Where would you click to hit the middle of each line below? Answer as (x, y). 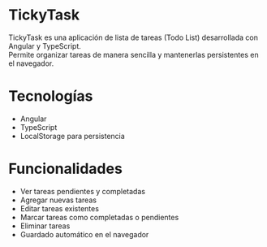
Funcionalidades (66, 169)
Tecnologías (51, 96)
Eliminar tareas (45, 226)
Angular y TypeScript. (45, 45)
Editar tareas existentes (60, 208)
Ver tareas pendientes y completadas (83, 191)
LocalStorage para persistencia (73, 136)
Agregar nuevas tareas (58, 200)
